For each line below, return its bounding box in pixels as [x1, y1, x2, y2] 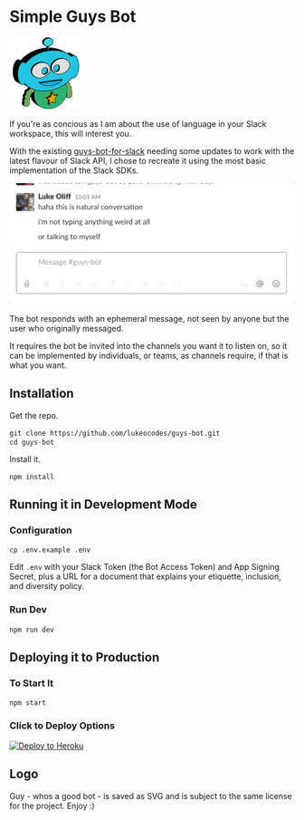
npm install [9, 472, 54, 481]
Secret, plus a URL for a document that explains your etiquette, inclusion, [9, 571, 282, 582]
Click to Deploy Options [9, 719, 116, 732]
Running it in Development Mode [9, 497, 197, 513]
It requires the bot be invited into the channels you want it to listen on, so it [9, 340, 288, 351]
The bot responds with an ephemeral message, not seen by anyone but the [9, 313, 290, 323]
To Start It [9, 677, 54, 690]
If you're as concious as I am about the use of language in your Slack [9, 118, 267, 129]
